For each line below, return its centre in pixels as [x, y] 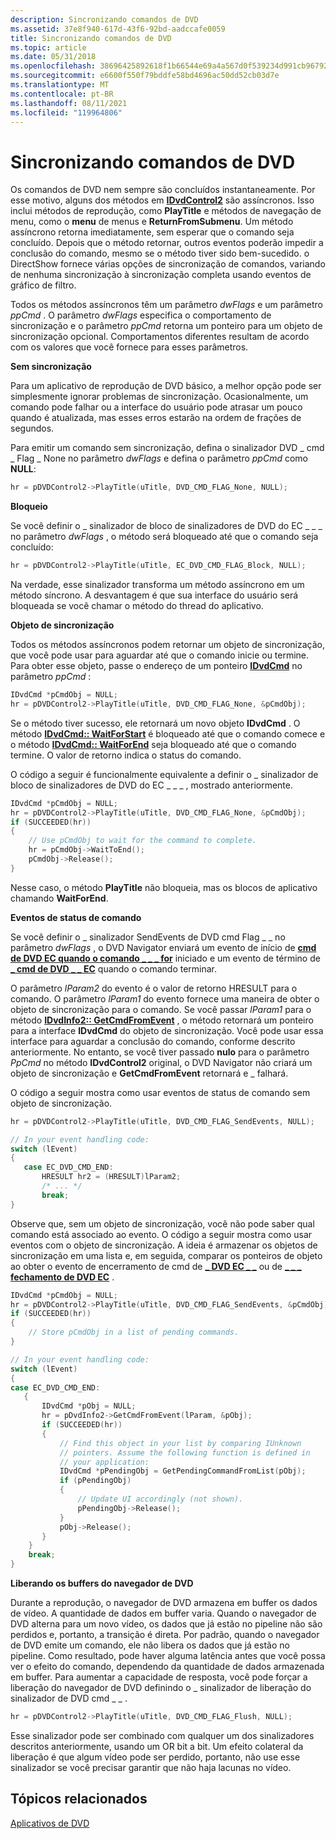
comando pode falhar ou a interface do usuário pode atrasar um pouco [156, 407]
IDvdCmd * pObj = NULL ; [89, 1406]
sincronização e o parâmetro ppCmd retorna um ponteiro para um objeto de [166, 326]
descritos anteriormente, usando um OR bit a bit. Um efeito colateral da [157, 1746]
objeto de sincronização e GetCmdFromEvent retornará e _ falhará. [149, 1073]
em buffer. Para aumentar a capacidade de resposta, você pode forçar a [159, 1677]
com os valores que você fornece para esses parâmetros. [129, 347]
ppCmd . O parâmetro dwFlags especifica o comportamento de [141, 315]
